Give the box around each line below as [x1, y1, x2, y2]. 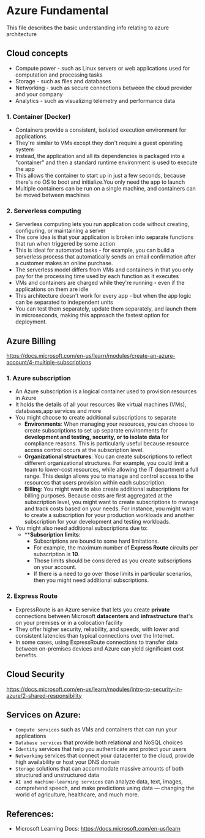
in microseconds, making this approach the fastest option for [15, 312, 170, 319]
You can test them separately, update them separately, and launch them [15, 305, 197, 312]
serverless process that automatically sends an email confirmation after [15, 253, 196, 260]
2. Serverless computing [6, 206, 81, 215]
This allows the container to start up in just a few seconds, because [15, 172, 185, 179]
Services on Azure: [6, 709, 81, 720]
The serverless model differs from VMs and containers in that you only [15, 266, 194, 273]
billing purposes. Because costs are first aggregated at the [24, 492, 173, 499]
